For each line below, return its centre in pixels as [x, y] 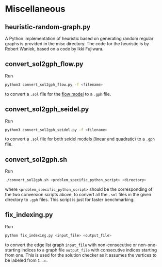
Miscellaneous [35, 9]
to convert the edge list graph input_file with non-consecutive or [71, 245]
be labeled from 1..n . [26, 260]
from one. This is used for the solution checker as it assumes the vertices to [81, 255]
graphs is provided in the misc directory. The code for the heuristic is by [77, 44]
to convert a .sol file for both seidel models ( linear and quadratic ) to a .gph [80, 139]
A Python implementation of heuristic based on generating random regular [79, 38]
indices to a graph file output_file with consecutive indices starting [89, 250]
